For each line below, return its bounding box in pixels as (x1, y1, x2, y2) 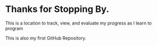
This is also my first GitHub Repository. (5, 35, 87, 41)
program (5, 25, 23, 31)
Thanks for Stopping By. (5, 3, 109, 15)
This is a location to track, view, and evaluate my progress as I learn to (5, 20, 152, 26)
